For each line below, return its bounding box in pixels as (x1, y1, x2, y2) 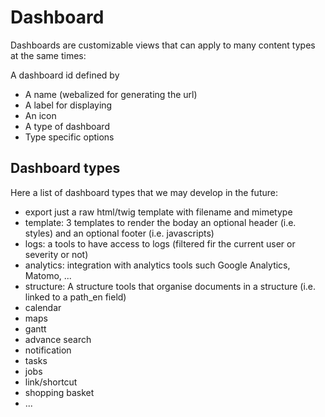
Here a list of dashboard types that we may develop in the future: (10, 186, 278, 198)
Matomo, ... (24, 269, 72, 281)
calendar (24, 301, 62, 313)
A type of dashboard (24, 120, 110, 132)
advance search (24, 333, 92, 345)
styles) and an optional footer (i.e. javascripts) (24, 227, 215, 239)
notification (24, 344, 72, 356)
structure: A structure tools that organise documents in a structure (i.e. (24, 280, 317, 292)
